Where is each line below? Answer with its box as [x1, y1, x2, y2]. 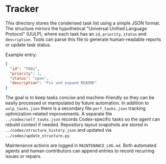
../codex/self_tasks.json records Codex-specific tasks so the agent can [5, 116, 160, 123]
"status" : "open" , [10, 76, 50, 81]
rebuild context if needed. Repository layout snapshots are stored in [5, 122, 148, 128]
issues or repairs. [5, 153, 42, 159]
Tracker [5, 3, 39, 15]
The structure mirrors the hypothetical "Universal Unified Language [5, 25, 147, 31]
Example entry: [5, 52, 37, 58]
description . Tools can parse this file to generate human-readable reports [5, 36, 161, 42]
